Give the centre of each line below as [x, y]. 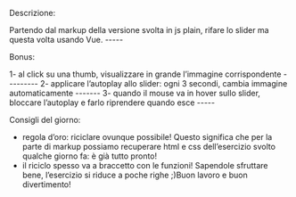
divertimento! [46, 185]
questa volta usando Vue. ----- [66, 40]
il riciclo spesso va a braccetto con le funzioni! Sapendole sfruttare [145, 165]
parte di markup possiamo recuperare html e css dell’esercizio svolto [149, 147]
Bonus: [22, 57]
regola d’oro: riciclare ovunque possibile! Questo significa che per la [147, 137]
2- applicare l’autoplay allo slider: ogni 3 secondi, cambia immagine [164, 83]
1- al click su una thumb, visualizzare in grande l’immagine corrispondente [145, 74]
